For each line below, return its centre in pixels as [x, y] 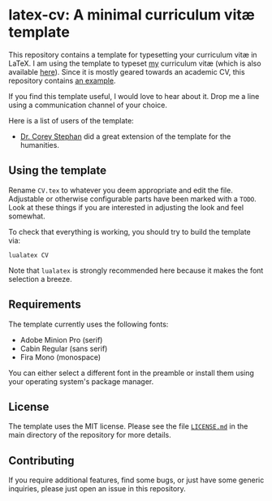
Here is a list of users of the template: [71, 120]
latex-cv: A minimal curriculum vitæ [132, 15]
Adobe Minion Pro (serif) [61, 339]
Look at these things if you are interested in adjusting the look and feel [126, 207]
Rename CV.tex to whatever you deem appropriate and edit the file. [121, 190]
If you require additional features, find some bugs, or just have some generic [136, 480]
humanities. [39, 145]
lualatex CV [28, 255]
